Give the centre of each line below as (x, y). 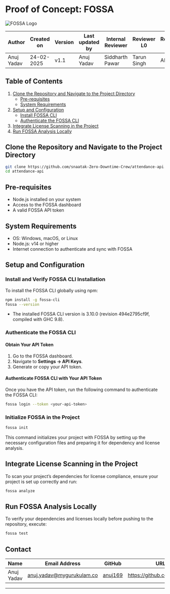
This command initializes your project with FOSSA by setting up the (75, 437)
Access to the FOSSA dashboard (47, 205)
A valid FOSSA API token (38, 210)
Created (40, 39)
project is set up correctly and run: (41, 482)
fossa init (17, 427)
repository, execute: (26, 524)
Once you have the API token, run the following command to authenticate (81, 389)
